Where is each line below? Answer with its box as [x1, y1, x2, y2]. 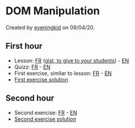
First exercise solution [14, 76, 68, 83]
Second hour [5, 93, 55, 104]
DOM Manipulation [5, 4, 101, 18]
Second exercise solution [14, 115, 77, 123]
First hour [5, 41, 43, 51]
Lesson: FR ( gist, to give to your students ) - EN [14, 57, 129, 64]
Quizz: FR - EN [14, 63, 51, 70]
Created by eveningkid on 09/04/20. [5, 24, 95, 31]
